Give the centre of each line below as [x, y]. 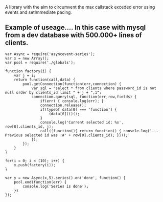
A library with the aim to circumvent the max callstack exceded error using [80, 7]
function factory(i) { [28, 71]
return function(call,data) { [45, 80]
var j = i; [25, 75]
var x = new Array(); [27, 58]
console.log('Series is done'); [56, 186]
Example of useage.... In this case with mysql [75, 28]
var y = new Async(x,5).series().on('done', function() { [65, 178]
